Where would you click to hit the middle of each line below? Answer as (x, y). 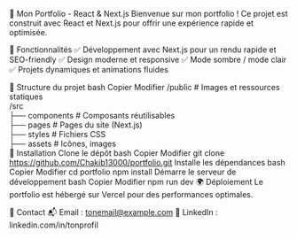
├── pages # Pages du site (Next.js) (76, 125)
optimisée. (28, 32)
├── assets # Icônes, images (63, 143)
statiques (26, 96)
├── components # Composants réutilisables (92, 116)
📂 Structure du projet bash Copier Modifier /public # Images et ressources (145, 87)
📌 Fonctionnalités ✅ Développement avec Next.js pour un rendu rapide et (143, 50)
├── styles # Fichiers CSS (58, 134)
